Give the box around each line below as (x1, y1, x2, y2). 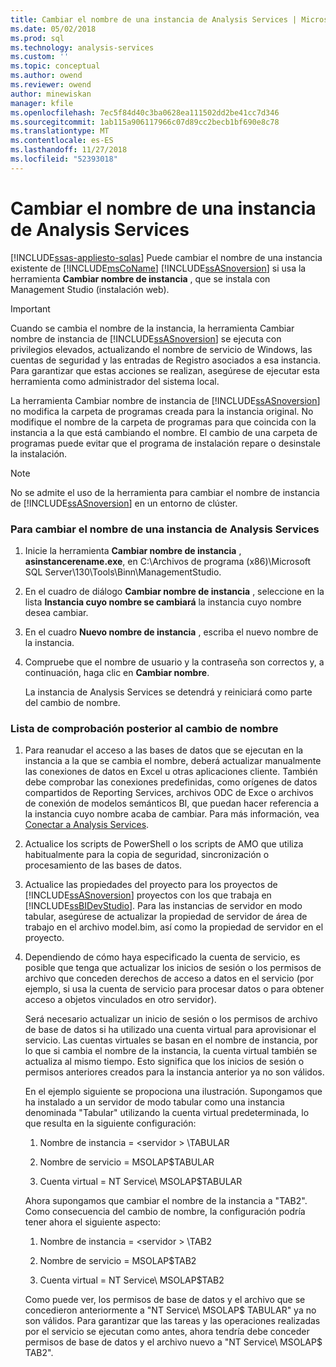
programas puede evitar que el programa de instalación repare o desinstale (10, 437, 321, 449)
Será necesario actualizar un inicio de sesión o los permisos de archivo (24, 1013, 318, 1025)
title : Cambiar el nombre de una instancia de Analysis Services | (10, 14, 298, 25)
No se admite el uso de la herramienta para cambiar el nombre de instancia (10, 486, 320, 498)
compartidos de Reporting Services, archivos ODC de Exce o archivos (24, 787, 314, 799)
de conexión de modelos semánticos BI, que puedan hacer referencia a (24, 797, 320, 810)
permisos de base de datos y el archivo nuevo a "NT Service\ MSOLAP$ (24, 1336, 323, 1348)
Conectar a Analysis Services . (24, 819, 150, 831)
